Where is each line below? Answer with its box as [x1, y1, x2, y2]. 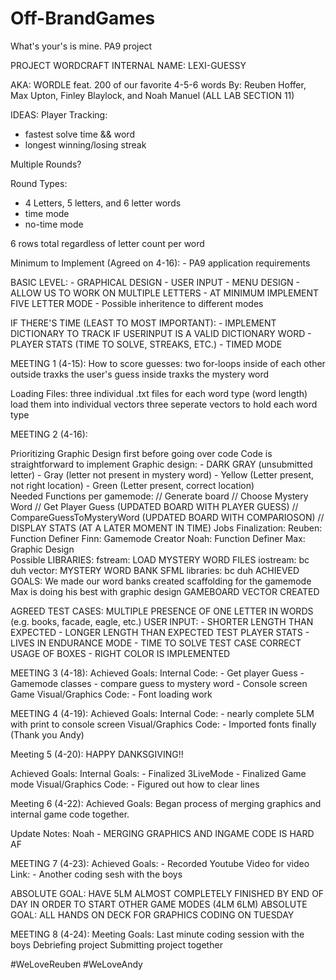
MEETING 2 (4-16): [10, 428, 88, 440]
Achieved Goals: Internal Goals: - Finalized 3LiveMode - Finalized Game [10, 767, 307, 779]
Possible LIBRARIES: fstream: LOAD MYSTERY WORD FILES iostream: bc [10, 553, 310, 566]
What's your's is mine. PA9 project [10, 40, 153, 52]
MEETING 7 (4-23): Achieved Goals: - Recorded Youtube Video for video [10, 857, 310, 869]
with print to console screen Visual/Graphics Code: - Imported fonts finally [10, 718, 317, 730]
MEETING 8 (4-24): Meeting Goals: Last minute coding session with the [10, 928, 305, 940]
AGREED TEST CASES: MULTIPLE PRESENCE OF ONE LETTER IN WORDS [10, 605, 314, 617]
